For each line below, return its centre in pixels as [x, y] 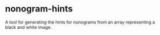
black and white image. [29, 27]
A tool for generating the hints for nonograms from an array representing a [80, 22]
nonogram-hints [39, 9]
